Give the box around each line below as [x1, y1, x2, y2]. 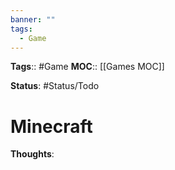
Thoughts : [10, 148, 55, 160]
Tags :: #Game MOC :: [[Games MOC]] [10, 61, 165, 73]
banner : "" [10, 14, 56, 25]
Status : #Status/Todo [10, 80, 100, 92]
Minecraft [10, 115, 93, 138]
